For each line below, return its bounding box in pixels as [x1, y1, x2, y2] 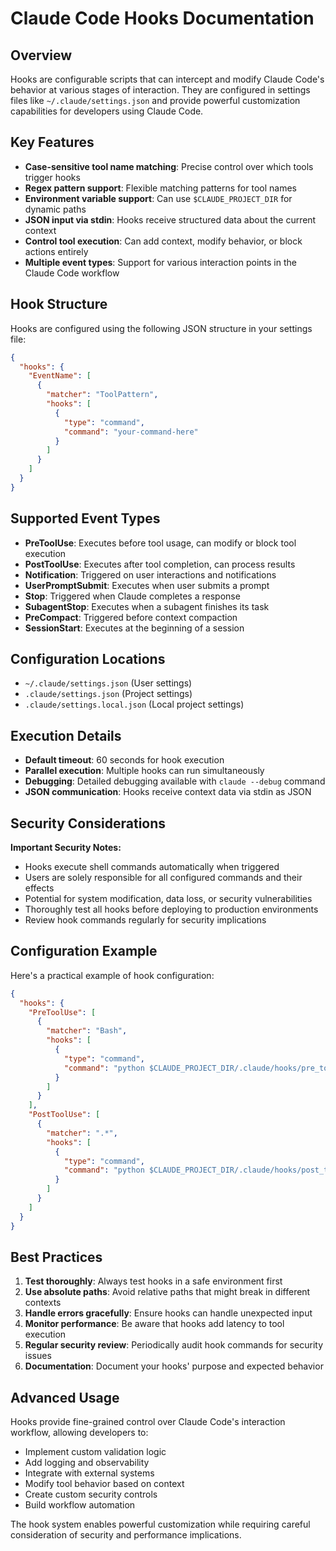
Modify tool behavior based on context [24, 1478, 185, 1490]
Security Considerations [10, 815, 167, 832]
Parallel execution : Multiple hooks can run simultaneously [24, 765, 265, 777]
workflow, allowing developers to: [10, 1427, 149, 1439]
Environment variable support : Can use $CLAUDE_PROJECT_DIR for [24, 192, 293, 204]
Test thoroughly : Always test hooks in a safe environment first [24, 1275, 283, 1287]
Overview [10, 47, 73, 64]
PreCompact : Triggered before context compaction [24, 611, 238, 623]
